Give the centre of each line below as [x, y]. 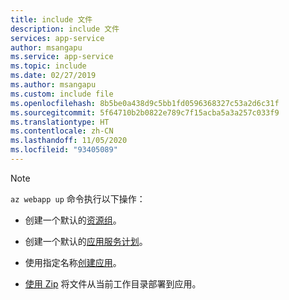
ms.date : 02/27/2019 [53, 76]
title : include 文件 [51, 19]
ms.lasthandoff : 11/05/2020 [69, 141]
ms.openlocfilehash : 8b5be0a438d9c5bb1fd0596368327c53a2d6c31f [145, 103]
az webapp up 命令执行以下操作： [78, 198]
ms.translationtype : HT [60, 122]
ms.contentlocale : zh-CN [62, 131]
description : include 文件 [65, 29]
